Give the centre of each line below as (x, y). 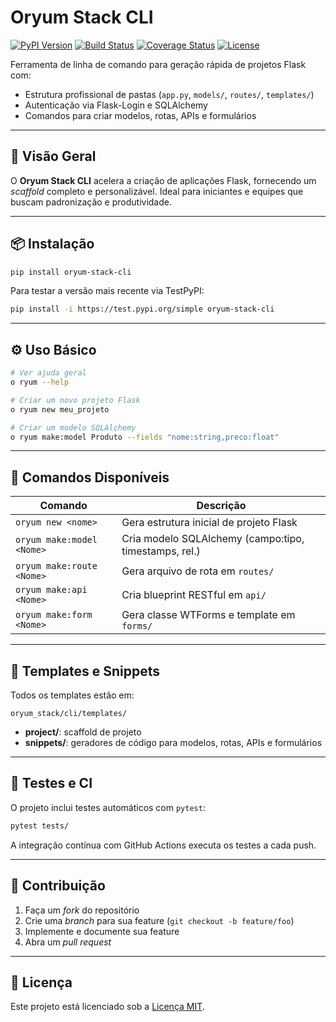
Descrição (221, 506)
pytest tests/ (40, 826)
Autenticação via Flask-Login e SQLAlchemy (116, 105)
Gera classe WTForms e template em (208, 615)
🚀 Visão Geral (53, 156)
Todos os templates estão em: (72, 695)
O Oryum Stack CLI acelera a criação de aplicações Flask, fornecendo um (163, 180)
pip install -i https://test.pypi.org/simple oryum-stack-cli (142, 309)
